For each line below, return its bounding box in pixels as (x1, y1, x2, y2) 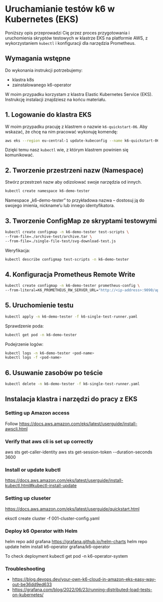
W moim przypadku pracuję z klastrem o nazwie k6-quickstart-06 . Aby (5, 123, 148, 130)
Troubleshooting (5, 565, 45, 572)
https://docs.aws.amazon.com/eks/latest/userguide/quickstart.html (5, 506, 140, 512)
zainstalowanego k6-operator (12, 82, 72, 88)
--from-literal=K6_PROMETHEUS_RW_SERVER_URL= (5, 288, 98, 293)
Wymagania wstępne (5, 55, 71, 63)
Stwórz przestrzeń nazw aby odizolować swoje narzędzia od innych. (5, 179, 142, 185)
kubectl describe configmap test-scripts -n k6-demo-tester (5, 257, 130, 262)
